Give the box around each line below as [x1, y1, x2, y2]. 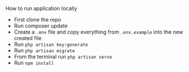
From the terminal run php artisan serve [13, 53, 112, 60]
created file [13, 35, 42, 41]
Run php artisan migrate [13, 47, 75, 54]
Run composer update [13, 23, 68, 29]
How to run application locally [5, 5, 77, 12]
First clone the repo [13, 16, 61, 23]
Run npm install [13, 59, 54, 66]
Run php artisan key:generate [13, 41, 88, 48]
